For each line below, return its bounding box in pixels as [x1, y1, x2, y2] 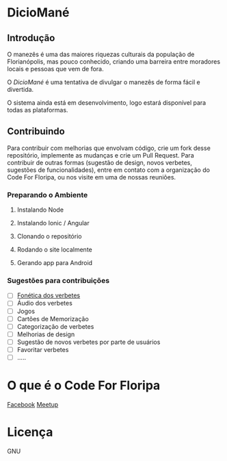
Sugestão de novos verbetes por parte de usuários [16, 338, 161, 346]
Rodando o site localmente [16, 245, 92, 254]
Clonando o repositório [16, 232, 82, 240]
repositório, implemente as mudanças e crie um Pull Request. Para [7, 151, 194, 159]
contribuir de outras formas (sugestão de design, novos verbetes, [7, 158, 193, 166]
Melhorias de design [16, 330, 75, 338]
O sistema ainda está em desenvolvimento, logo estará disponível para [7, 99, 206, 107]
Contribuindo [7, 125, 65, 138]
